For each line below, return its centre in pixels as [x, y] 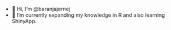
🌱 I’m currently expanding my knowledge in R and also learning [88, 15]
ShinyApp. [24, 21]
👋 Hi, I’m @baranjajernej [41, 9]
